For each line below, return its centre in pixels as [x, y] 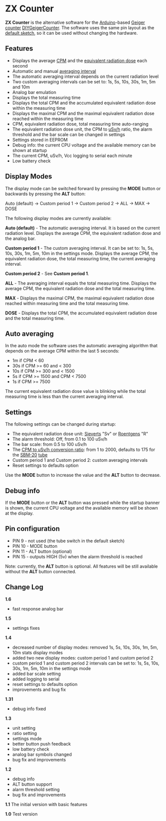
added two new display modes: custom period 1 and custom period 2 [83, 658]
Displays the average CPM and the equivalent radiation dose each [80, 61]
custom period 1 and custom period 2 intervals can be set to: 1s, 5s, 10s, [86, 663]
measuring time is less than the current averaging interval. [64, 397]
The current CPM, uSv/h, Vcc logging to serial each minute [72, 155]
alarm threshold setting [36, 789]
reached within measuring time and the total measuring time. [67, 303]
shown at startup [29, 150]
